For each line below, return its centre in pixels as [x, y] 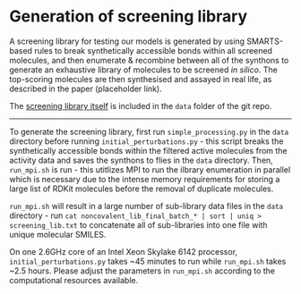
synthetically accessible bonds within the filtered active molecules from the [149, 150]
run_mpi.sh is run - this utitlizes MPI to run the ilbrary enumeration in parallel [150, 169]
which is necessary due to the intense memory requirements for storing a [145, 179]
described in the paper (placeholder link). [86, 88]
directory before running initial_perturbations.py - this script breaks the [146, 141]
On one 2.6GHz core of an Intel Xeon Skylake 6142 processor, [124, 251]
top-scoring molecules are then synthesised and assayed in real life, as [141, 79]
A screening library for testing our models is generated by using [127, 41]
